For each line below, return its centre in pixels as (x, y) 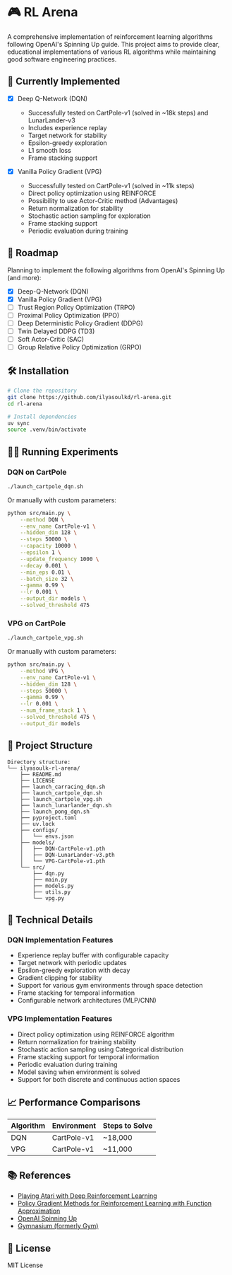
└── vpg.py (49, 898)
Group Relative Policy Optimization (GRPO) (80, 347)
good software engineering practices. (62, 59)
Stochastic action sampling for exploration (89, 216)
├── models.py (53, 886)
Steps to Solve (128, 1126)
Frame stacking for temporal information (76, 993)
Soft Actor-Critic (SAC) (51, 340)
